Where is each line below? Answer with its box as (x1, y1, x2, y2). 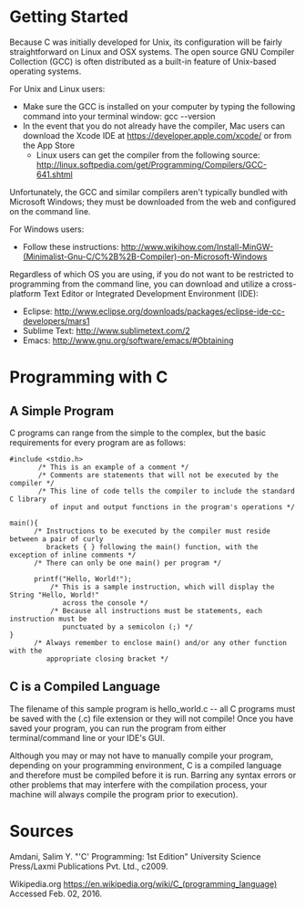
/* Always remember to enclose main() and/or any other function (33, 638, 287, 647)
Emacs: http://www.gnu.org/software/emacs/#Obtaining (22, 335, 234, 346)
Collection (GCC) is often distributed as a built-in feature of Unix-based (9, 56, 277, 67)
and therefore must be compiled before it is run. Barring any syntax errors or (9, 769, 297, 780)
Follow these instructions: (22, 241, 119, 252)
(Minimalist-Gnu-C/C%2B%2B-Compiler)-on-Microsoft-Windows (22, 251, 268, 262)
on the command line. (9, 205, 91, 216)
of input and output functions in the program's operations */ (49, 502, 296, 512)
